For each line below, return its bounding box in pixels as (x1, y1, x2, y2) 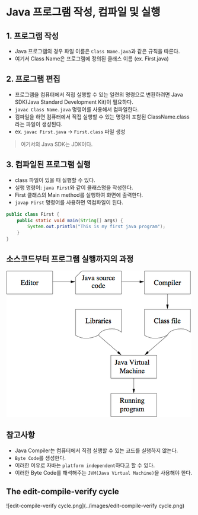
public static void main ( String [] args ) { (17, 217, 123, 223)
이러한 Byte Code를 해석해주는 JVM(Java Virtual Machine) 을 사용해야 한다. (14, 469, 193, 476)
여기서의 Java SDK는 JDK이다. (20, 140, 93, 148)
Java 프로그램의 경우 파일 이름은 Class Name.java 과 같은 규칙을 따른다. (14, 48, 180, 55)
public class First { (6, 211, 60, 217)
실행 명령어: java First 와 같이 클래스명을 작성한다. (14, 184, 133, 191)
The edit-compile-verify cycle (6, 487, 120, 497)
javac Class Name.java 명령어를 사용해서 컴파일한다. (14, 105, 139, 113)
